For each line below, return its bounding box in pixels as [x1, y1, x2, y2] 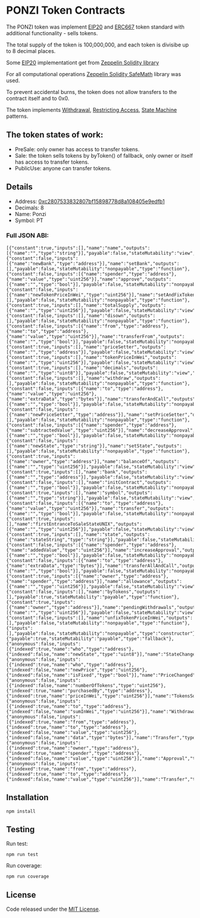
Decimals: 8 [14, 204, 44, 211]
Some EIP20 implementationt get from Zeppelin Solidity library [6, 59, 160, 66]
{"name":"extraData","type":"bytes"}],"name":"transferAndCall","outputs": [6, 396, 198, 402]
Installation [6, 792, 49, 803]
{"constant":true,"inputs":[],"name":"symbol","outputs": [6, 489, 153, 496]
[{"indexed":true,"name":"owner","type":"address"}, [6, 745, 140, 751]
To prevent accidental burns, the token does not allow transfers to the [6, 88, 177, 95]
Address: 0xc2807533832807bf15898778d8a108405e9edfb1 [14, 198, 165, 205]
